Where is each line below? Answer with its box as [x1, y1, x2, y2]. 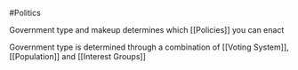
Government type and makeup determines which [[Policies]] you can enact [9, 25, 285, 35]
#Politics [9, 8, 42, 18]
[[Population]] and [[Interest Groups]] [9, 51, 147, 61]
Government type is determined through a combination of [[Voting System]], [9, 42, 289, 52]
